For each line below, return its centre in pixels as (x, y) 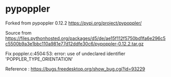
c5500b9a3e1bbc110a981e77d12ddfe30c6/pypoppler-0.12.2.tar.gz (75, 43)
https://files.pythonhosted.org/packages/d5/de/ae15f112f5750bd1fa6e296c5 (86, 38)
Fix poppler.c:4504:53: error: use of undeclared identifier (65, 54)
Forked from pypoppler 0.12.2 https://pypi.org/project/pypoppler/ (74, 23)
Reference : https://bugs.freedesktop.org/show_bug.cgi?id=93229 (75, 69)
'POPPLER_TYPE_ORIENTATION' (39, 59)
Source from (18, 33)
